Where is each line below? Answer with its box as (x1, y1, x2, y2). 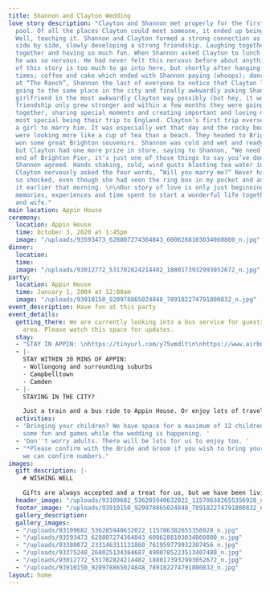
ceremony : (8, 214, 42, 222)
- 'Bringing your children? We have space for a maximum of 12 (15, 423, 231, 431)
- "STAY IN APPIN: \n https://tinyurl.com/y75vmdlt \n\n (15, 341, 203, 349)
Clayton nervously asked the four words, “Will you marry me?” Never (15, 169, 253, 177)
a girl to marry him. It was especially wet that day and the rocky (15, 124, 250, 132)
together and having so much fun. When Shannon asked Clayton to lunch (15, 49, 261, 57)
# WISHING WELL (22, 475, 74, 483)
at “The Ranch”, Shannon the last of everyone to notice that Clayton (15, 79, 257, 87)
